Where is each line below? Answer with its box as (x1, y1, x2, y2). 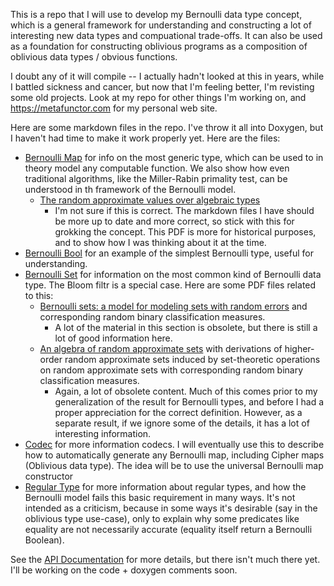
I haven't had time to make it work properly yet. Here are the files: (10, 132, 281, 144)
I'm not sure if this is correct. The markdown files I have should (54, 205, 315, 216)
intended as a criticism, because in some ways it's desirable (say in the (24, 502, 318, 514)
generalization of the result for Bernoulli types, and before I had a (54, 396, 325, 408)
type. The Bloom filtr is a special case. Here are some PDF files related (24, 279, 317, 291)
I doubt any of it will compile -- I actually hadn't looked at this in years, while (10, 70, 325, 82)
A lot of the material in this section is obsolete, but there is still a (54, 322, 318, 333)
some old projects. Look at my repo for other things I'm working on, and (10, 92, 307, 103)
